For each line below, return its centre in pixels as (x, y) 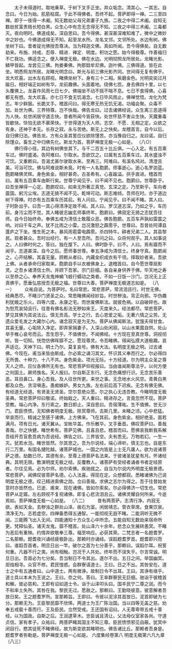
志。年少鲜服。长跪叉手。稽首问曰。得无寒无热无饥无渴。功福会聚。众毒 (81, 103)
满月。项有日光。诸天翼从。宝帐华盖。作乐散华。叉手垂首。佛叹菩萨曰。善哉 (86, 424)
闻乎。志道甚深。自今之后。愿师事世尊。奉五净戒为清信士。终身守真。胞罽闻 (86, 251)
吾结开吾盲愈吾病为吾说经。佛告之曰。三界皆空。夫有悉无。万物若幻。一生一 (86, 436)
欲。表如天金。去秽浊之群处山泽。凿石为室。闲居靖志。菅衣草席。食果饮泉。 (86, 507)
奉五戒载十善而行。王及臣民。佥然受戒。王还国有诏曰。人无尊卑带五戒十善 (84, 609)
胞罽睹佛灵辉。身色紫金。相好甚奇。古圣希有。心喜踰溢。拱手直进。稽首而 (84, 174)
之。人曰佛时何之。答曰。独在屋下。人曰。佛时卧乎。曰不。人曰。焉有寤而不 (86, 244)
